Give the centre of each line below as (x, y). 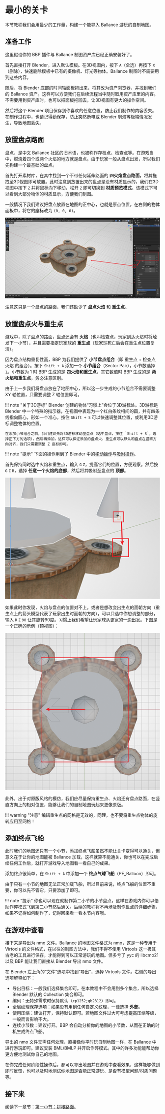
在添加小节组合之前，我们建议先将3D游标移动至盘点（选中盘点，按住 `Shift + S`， (79, 434)
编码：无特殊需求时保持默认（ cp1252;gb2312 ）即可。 (65, 1001)
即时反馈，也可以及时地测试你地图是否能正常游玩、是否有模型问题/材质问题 (81, 1071)
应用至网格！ (22, 821)
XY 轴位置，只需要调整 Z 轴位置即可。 (43, 395)
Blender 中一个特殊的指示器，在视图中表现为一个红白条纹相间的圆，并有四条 (82, 411)
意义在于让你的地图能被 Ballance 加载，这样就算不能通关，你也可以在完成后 (82, 857)
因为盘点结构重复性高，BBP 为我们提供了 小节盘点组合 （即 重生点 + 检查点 (81, 359)
